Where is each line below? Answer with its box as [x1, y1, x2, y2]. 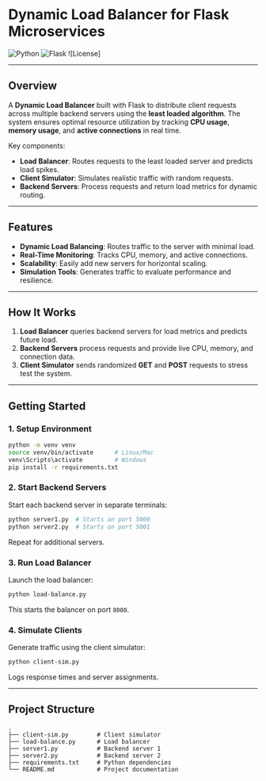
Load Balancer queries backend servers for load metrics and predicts [19, 327, 248, 337]
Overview [8, 79, 58, 93]
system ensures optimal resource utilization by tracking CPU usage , [8, 117, 230, 126]
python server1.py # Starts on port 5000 [8, 515, 150, 523]
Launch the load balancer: [8, 575, 93, 584]
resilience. [19, 275, 54, 285]
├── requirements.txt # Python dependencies [8, 758, 172, 767]
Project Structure [8, 702, 95, 716]
